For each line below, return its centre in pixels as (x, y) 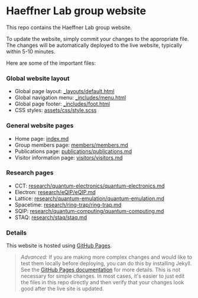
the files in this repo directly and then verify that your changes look (102, 283)
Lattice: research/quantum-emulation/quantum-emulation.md (89, 198)
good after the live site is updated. (62, 289)
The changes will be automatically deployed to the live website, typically (94, 45)
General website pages (40, 126)
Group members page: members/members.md (71, 145)
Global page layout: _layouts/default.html (64, 91)
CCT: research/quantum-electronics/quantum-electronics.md (90, 186)
